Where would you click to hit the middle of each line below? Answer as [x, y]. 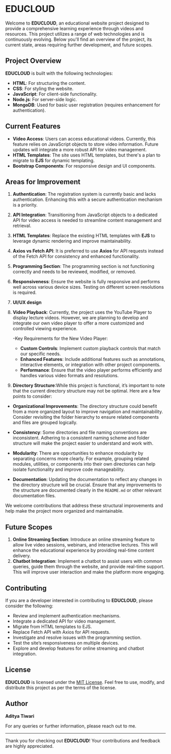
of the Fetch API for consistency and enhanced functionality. [76, 257]
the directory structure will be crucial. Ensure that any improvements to [87, 485]
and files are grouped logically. [45, 423]
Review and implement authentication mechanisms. [66, 616]
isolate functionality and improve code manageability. [69, 470]
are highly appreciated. [30, 746]
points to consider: [32, 396]
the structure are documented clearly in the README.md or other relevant [87, 490]
